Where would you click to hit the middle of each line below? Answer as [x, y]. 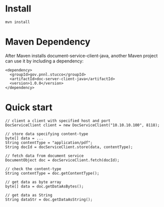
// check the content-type [33, 169]
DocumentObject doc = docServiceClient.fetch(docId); [62, 160]
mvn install [17, 22]
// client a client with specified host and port [58, 120]
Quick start [29, 107]
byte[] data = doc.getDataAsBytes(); [44, 186]
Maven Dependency [48, 42]
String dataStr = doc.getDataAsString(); [49, 199]
